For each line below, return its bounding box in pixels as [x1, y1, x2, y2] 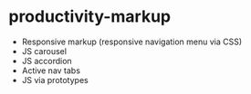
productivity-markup [8, 6, 172, 27]
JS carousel [21, 45, 68, 56]
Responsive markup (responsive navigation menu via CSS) [21, 36, 243, 47]
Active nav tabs [21, 65, 81, 76]
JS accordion [21, 55, 72, 66]
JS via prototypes [21, 74, 89, 85]
